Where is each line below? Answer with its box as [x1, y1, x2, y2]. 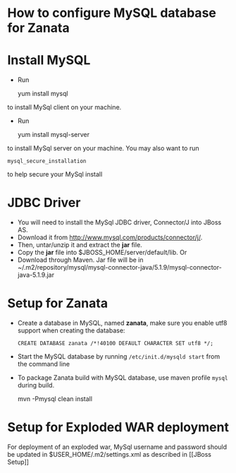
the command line [17, 360, 70, 368]
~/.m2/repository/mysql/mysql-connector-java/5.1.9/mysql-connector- [17, 263, 222, 272]
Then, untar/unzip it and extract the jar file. [17, 241, 142, 249]
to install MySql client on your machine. [7, 103, 122, 112]
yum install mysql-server [17, 131, 90, 139]
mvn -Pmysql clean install [17, 395, 93, 403]
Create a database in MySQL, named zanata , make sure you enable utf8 [17, 319, 228, 327]
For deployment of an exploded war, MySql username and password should [7, 443, 228, 451]
